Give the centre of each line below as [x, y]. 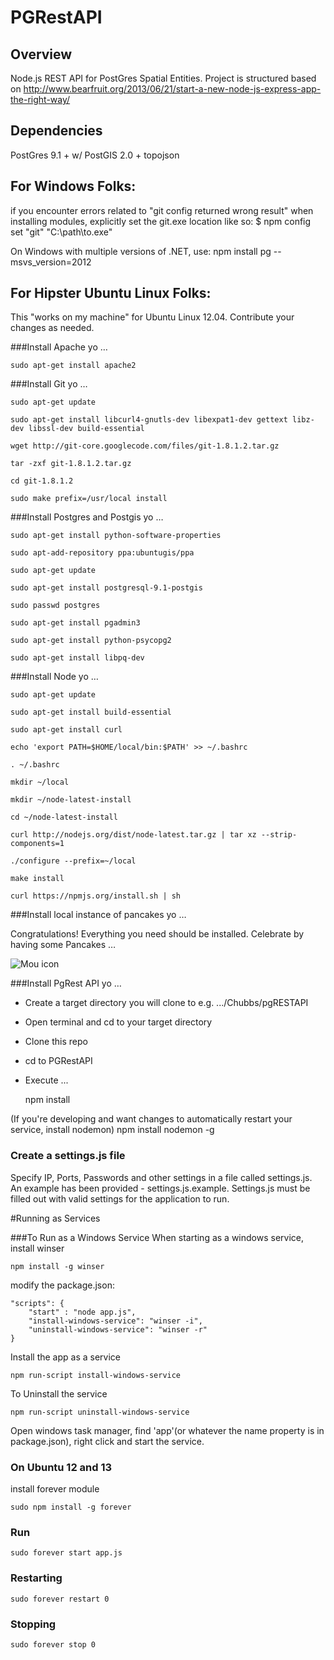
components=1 [37, 844]
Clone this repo [56, 1042]
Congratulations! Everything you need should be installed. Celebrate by [157, 934]
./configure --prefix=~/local [73, 861]
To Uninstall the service [59, 1393]
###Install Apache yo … [59, 347]
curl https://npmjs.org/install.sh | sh [96, 896]
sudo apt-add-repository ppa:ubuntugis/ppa [102, 553]
